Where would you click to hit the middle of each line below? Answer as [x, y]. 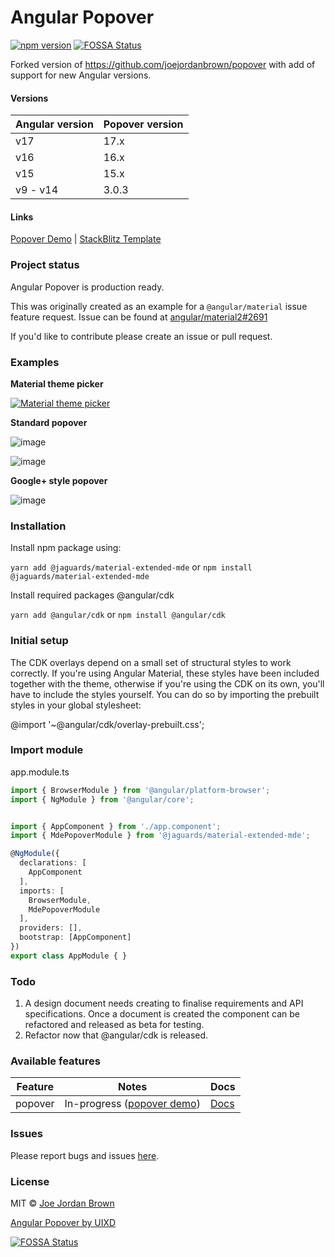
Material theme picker [57, 383]
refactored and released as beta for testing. [114, 1025]
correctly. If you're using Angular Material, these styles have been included [165, 673]
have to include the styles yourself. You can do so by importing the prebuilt [165, 694]
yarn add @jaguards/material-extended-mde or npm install [131, 567]
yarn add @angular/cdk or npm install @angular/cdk [118, 615]
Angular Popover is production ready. [87, 287]
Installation [38, 526]
